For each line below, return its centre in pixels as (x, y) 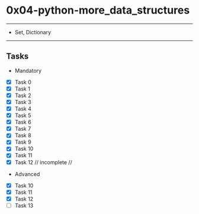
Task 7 (23, 129)
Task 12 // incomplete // (43, 162)
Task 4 (23, 109)
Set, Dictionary (33, 32)
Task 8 (23, 135)
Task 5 (23, 115)
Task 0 (23, 82)
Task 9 (23, 142)
